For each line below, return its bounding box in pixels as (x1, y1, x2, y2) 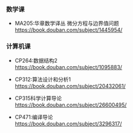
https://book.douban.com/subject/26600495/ (14, 101, 127, 108)
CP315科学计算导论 (14, 95, 62, 102)
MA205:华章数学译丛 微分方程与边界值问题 (14, 20, 119, 27)
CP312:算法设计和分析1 (14, 76, 71, 83)
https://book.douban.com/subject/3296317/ (14, 120, 122, 127)
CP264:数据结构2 (14, 57, 58, 64)
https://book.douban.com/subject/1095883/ (14, 63, 123, 70)
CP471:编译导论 (14, 113, 53, 121)
